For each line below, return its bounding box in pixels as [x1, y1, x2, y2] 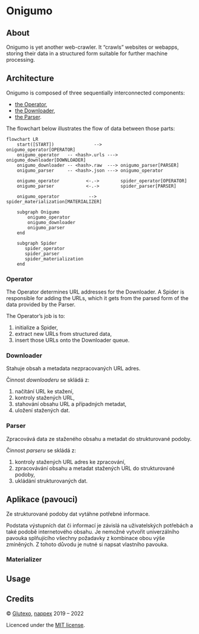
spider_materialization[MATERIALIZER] [6, 198, 102, 204]
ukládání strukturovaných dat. [14, 477, 88, 484]
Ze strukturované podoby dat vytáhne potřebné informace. [6, 510, 150, 518]
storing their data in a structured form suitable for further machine [6, 50, 168, 57]
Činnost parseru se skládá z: [6, 447, 76, 454]
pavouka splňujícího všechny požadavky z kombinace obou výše [6, 534, 165, 541]
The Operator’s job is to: [6, 313, 65, 320]
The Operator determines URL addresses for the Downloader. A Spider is [6, 288, 185, 295]
